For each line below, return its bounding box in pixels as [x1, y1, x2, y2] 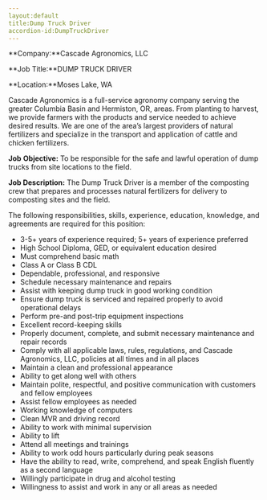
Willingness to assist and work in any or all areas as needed [19, 482, 218, 492]
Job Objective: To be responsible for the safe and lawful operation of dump [8, 154, 259, 163]
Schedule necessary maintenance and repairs [19, 277, 172, 287]
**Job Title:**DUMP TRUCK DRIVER [8, 64, 132, 74]
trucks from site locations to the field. [8, 162, 132, 172]
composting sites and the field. [8, 195, 111, 205]
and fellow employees [19, 388, 93, 398]
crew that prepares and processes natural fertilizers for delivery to [8, 186, 228, 196]
